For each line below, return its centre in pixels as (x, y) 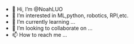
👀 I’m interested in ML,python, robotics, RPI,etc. (70, 15)
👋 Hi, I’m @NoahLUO (37, 9)
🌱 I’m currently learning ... (43, 22)
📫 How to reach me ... (39, 35)
